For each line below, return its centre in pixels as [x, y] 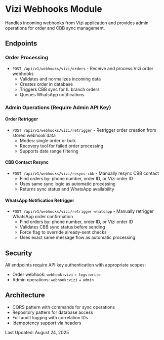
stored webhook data [34, 135]
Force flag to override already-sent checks [63, 232]
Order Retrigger [22, 119]
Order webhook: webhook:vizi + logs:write [56, 274]
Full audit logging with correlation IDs [50, 317]
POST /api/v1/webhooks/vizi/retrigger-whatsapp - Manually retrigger [83, 211]
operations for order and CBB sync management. [55, 28]
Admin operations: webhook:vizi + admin [53, 279]
